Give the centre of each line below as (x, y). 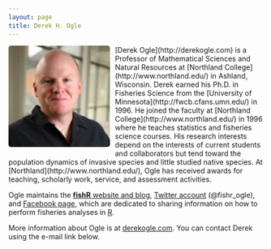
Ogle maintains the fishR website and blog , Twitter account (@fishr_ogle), (132, 195)
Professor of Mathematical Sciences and (183, 58)
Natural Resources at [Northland (169, 67)
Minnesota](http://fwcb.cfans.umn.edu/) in (186, 101)
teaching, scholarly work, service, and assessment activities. (110, 179)
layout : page (30, 17)
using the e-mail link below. (54, 236)
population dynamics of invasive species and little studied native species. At (136, 161)
